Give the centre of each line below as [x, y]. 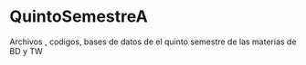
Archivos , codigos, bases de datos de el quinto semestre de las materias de [153, 42]
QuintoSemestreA [79, 17]
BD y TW [26, 51]
